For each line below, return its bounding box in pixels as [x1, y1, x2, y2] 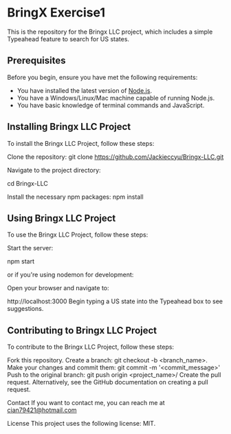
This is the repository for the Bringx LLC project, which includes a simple [7, 28, 213, 36]
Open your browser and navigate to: [7, 284, 109, 292]
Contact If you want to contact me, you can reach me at [7, 399, 165, 407]
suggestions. [7, 305, 44, 313]
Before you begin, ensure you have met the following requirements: [7, 73, 198, 81]
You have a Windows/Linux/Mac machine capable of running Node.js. [16, 94, 215, 102]
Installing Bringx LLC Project [7, 121, 131, 133]
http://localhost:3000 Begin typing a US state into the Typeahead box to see [7, 297, 223, 305]
